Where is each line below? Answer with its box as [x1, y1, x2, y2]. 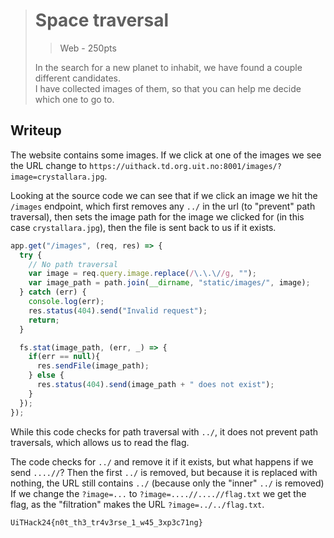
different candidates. [34, 72, 122, 84]
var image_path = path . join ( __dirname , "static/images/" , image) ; [28, 278, 311, 288]
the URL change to [10, 159, 88, 171]
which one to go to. [34, 93, 115, 105]
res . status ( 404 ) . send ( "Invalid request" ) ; [28, 305, 208, 316]
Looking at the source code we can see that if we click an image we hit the [10, 189, 318, 201]
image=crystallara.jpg [10, 172, 105, 182]
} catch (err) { [19, 287, 87, 298]
